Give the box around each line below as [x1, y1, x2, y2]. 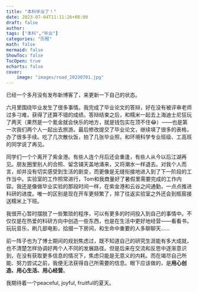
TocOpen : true [6, 58, 41, 64]
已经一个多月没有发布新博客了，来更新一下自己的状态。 [6, 91, 140, 99]
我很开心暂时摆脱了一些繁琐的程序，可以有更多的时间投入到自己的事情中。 [6, 210, 187, 217]
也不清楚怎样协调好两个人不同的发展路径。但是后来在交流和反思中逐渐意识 [6, 245, 187, 252]
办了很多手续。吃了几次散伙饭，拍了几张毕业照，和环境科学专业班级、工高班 [6, 133, 192, 140]
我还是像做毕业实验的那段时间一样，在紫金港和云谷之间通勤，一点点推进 [16, 183, 192, 190]
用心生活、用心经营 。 [16, 267, 68, 274]
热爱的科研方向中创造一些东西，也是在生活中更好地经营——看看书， [26, 218, 192, 225]
